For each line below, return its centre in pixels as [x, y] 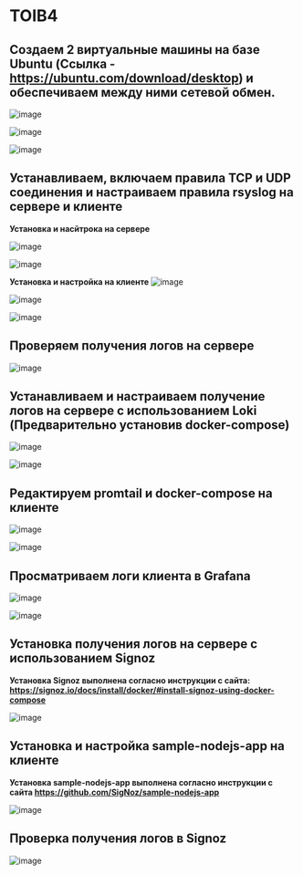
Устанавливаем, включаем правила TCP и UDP [151, 178]
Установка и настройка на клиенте [79, 281]
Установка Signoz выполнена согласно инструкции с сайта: [130, 680]
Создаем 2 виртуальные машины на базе [135, 50]
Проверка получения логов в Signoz [118, 839]
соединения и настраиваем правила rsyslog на [151, 193]
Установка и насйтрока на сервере [80, 228]
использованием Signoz [83, 658]
